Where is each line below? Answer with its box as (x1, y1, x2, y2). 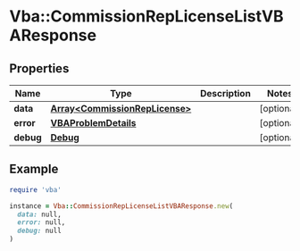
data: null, (17, 210, 62, 219)
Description (199, 88, 252, 99)
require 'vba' (9, 185, 62, 194)
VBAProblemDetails (50, 117, 137, 129)
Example (9, 162, 59, 177)
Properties (9, 61, 70, 76)
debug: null (17, 226, 62, 236)
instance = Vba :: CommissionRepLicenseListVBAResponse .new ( (9, 201, 234, 211)
